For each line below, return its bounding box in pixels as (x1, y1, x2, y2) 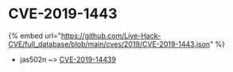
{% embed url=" (8, 31, 62, 40)
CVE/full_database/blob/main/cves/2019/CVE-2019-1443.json (8, 39, 211, 48)
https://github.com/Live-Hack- (60, 31, 161, 40)
